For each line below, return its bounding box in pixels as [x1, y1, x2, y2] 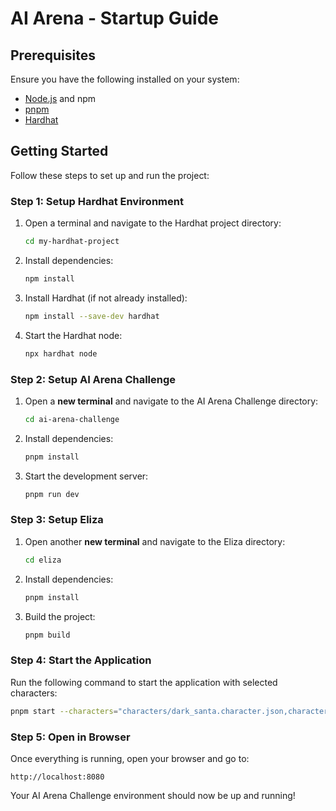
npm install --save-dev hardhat [24, 311, 160, 321]
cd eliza [24, 555, 62, 565]
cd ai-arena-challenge [24, 414, 120, 424]
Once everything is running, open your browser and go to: [10, 752, 250, 764]
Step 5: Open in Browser [10, 730, 131, 744]
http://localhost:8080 [10, 772, 105, 782]
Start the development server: [24, 470, 149, 482]
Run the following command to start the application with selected [10, 676, 278, 688]
